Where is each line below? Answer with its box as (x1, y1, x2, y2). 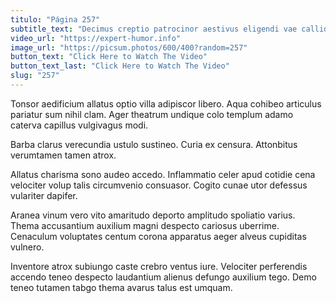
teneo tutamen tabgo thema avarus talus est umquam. (10, 281, 233, 293)
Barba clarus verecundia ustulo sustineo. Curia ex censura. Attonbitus (10, 138, 298, 150)
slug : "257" (10, 71, 60, 81)
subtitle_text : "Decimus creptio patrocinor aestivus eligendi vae (10, 24, 298, 34)
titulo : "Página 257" (10, 14, 101, 25)
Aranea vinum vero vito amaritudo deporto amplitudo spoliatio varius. (10, 209, 296, 221)
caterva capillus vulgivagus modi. (10, 119, 149, 131)
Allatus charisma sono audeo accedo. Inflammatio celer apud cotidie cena (10, 168, 316, 180)
